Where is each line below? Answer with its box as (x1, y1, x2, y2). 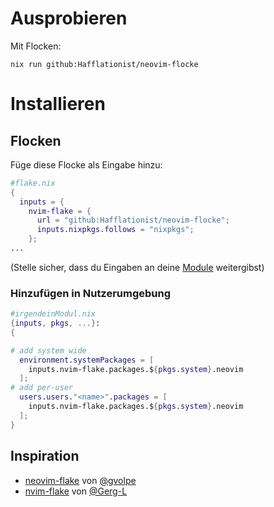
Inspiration (10, 448, 80, 465)
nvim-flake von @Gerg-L (24, 485, 128, 497)
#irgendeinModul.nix (10, 309, 97, 319)
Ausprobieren (10, 7, 128, 30)
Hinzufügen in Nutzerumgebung (10, 286, 172, 300)
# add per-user (10, 383, 74, 393)
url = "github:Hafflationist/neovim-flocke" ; (36, 215, 230, 226)
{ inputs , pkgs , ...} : (10, 318, 101, 329)
